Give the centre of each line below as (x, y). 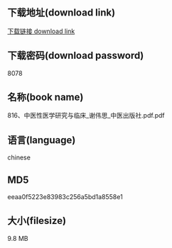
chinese (19, 157)
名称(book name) (45, 97)
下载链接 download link (41, 31)
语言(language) (42, 140)
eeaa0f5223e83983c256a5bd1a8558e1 (65, 197)
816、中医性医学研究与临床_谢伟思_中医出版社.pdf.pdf (86, 115)
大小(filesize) (37, 221)
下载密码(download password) (76, 56)
